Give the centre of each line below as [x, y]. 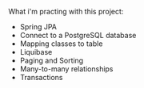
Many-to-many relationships [66, 69]
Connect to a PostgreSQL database [78, 35]
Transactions [41, 77]
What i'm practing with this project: [66, 11]
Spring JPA [38, 27]
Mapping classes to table [61, 44]
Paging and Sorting [52, 60]
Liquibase [36, 52]
